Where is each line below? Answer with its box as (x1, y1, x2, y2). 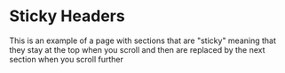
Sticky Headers (9, 6, 126, 26)
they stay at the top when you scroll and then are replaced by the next (9, 44, 265, 55)
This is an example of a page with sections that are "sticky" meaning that (9, 35, 277, 46)
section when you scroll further (9, 54, 124, 64)
